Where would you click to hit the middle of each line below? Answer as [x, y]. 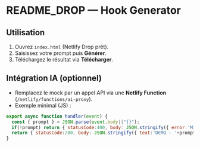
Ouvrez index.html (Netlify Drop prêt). [62, 47]
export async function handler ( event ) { [57, 116]
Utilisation [26, 33]
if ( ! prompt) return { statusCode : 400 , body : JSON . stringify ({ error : [99, 127]
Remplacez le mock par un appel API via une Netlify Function [90, 93]
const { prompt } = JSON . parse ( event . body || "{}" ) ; [76, 122]
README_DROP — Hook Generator [94, 10]
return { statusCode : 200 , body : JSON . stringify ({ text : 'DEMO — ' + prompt [104, 133]
